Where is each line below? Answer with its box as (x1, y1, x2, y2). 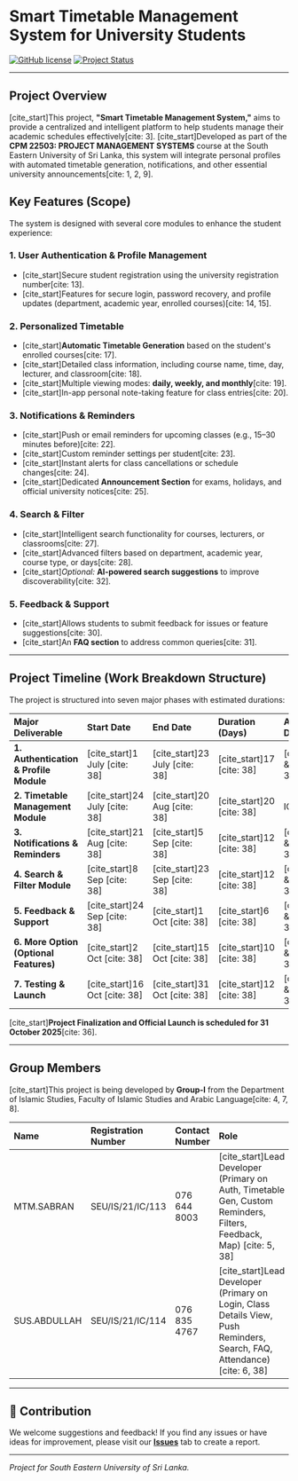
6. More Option (13, 935, 78, 948)
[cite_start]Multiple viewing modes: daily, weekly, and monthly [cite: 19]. (21, 378, 287, 389)
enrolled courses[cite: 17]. (21, 350, 117, 360)
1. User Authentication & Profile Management (9, 249, 208, 262)
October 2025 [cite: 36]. (9, 1027, 98, 1037)
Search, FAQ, (218, 1342, 273, 1354)
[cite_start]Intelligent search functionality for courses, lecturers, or (21, 528, 265, 539)
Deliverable (13, 726, 64, 738)
